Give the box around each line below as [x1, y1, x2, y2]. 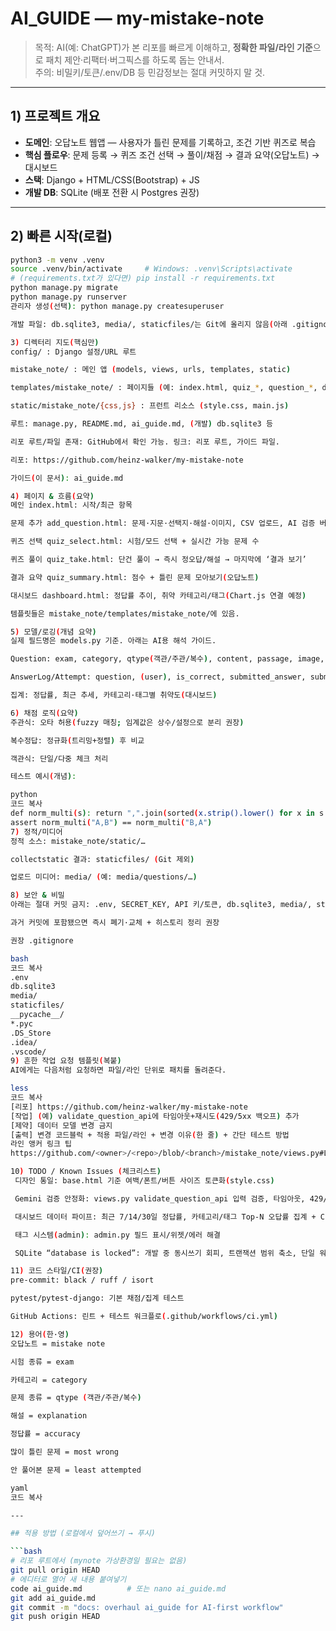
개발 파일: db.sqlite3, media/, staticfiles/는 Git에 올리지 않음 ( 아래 [10, 319, 288, 329]
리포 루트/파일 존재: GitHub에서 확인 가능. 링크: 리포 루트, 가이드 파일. [10, 437, 280, 447]
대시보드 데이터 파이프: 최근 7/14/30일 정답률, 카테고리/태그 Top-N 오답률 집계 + [14, 1212, 317, 1222]
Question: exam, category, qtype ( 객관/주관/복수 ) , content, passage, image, [10, 654, 325, 664]
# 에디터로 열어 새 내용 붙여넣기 [10, 1574, 127, 1584]
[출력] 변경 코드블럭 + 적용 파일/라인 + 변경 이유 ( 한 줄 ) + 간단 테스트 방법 [10, 1130, 290, 1140]
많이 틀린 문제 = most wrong [10, 1447, 120, 1457]
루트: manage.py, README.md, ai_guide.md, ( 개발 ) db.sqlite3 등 [10, 419, 273, 429]
